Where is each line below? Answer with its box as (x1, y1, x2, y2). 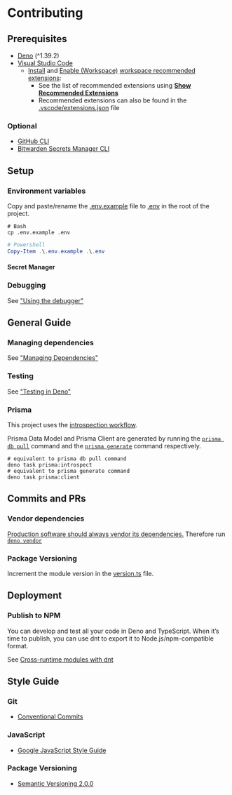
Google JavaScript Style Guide (17, 746, 107, 754)
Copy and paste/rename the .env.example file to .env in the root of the (7, 201, 210, 210)
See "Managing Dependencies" (7, 354, 98, 362)
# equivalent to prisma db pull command (7, 455, 128, 462)
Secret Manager (7, 263, 55, 272)
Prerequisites (7, 33, 67, 45)
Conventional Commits (17, 712, 83, 721)
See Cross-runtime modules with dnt (7, 655, 114, 664)
